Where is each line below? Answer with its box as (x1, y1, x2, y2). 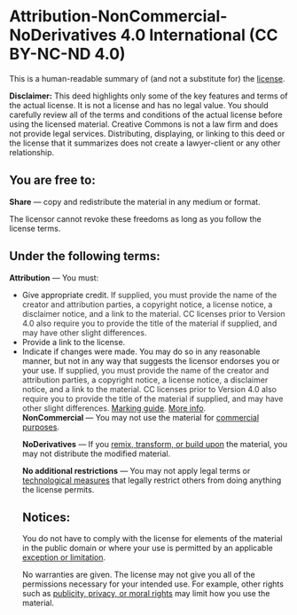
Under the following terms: (9, 248, 161, 264)
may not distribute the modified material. (21, 448, 171, 459)
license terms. (9, 223, 61, 233)
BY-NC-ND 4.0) (9, 44, 126, 64)
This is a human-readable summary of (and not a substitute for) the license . (9, 73, 285, 83)
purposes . (21, 422, 60, 432)
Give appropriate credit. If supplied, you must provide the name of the (21, 289, 277, 300)
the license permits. (21, 484, 95, 494)
